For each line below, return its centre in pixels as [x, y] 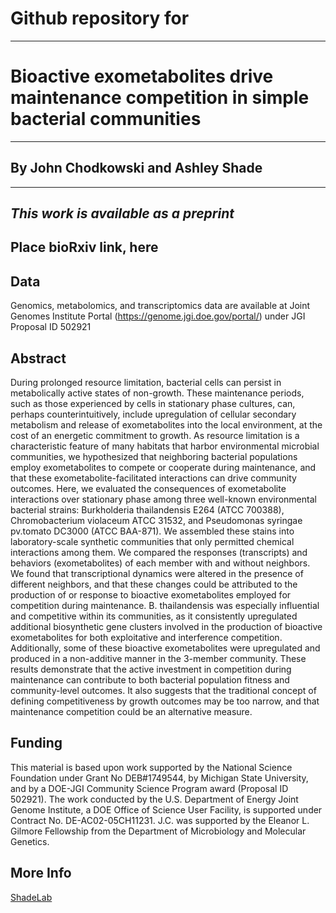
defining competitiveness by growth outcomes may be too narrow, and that [165, 701]
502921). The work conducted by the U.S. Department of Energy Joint [154, 799]
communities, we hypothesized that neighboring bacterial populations [154, 457]
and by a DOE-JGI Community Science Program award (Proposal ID [149, 788]
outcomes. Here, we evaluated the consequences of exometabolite [148, 489]
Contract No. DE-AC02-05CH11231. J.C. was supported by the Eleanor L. [160, 820]
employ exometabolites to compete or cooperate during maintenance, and [163, 468]
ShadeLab [31, 897]
